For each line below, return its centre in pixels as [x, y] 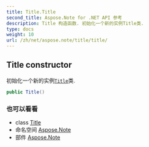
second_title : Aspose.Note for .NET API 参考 [64, 18]
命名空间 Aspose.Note [43, 129]
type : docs [20, 29]
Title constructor [39, 65]
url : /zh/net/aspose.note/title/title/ [57, 40]
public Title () [26, 92]
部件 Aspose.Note [38, 137]
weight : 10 [20, 35]
